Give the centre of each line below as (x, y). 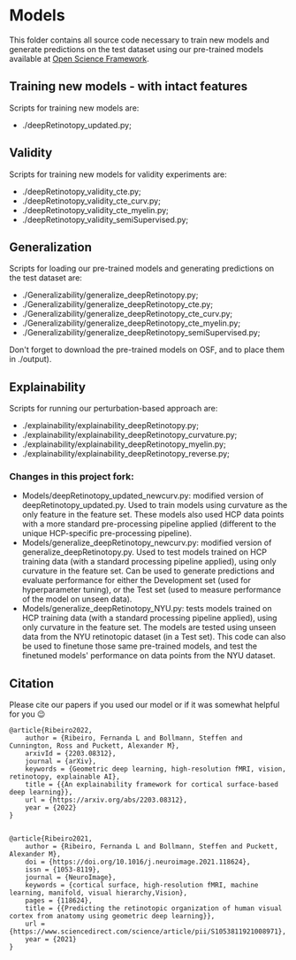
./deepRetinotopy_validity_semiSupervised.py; (105, 219)
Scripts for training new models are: (74, 108)
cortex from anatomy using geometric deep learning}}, (112, 917)
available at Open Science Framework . (79, 58)
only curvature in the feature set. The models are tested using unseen (149, 627)
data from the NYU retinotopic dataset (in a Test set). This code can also (154, 637)
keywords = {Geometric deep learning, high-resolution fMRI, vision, (156, 769)
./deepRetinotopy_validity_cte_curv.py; (91, 201)
